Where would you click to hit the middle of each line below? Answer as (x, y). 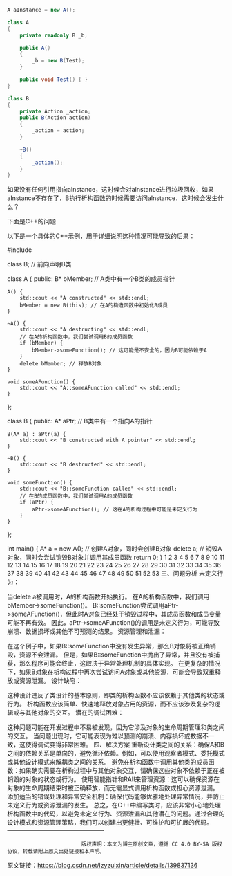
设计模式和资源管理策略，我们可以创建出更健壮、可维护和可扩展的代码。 (110, 823)
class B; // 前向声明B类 (39, 264)
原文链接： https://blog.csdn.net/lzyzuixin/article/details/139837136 (103, 866)
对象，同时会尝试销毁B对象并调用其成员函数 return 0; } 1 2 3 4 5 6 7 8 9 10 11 (116, 558)
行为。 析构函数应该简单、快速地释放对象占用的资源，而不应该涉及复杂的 (111, 704)
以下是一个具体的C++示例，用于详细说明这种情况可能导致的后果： (101, 236)
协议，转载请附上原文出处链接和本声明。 (56, 852)
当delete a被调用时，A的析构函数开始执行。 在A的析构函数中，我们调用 (108, 597)
